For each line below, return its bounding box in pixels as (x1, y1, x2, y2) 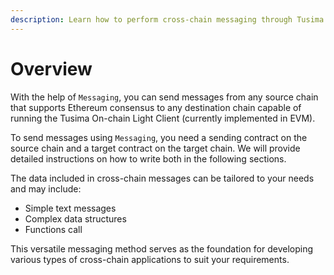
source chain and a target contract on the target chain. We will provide (10, 142, 301, 154)
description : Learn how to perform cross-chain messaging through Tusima (10, 14, 325, 25)
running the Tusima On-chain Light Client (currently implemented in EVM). (10, 112, 316, 124)
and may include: (10, 182, 82, 195)
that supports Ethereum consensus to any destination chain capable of (10, 101, 302, 113)
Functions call (24, 223, 83, 235)
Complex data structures (24, 212, 127, 225)
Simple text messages (24, 202, 117, 214)
